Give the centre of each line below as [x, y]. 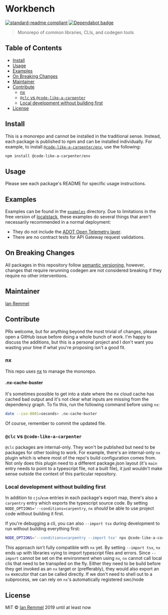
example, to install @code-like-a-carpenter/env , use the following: [73, 146]
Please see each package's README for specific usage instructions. [76, 184]
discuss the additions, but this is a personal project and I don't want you [79, 342]
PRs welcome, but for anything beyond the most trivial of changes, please [81, 331]
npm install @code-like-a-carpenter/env [48, 156]
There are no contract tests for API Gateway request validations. [78, 237]
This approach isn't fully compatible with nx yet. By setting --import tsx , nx [83, 548]
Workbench [30, 9]
